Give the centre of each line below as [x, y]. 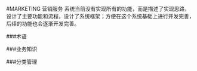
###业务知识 [22, 49]
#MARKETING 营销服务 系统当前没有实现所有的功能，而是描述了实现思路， [98, 9]
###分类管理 [22, 62]
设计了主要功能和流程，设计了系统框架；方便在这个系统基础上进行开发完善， [100, 16]
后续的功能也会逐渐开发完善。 [43, 24]
